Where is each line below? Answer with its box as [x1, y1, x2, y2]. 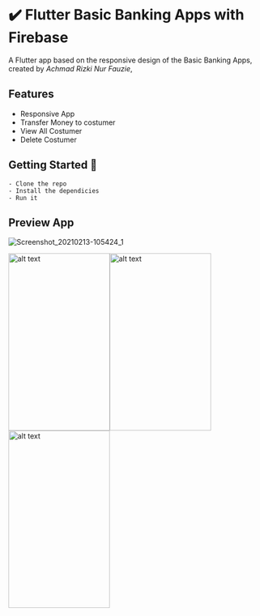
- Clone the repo [8, 179, 67, 188]
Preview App [8, 216, 75, 229]
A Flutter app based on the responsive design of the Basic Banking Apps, [8, 55, 253, 65]
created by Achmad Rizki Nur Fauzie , [8, 63, 133, 73]
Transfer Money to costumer [19, 118, 116, 127]
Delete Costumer [19, 135, 77, 144]
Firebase [8, 28, 69, 47]
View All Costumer [19, 126, 83, 135]
